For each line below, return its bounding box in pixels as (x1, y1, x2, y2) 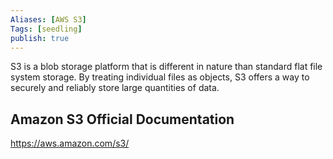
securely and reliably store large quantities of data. (10, 82, 220, 94)
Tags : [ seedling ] (10, 24, 83, 34)
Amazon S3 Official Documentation (10, 111, 235, 128)
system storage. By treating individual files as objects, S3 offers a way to (10, 71, 310, 83)
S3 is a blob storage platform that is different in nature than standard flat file (10, 61, 323, 73)
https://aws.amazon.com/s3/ (10, 137, 130, 150)
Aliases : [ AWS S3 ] (10, 14, 87, 25)
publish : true (10, 33, 70, 43)
